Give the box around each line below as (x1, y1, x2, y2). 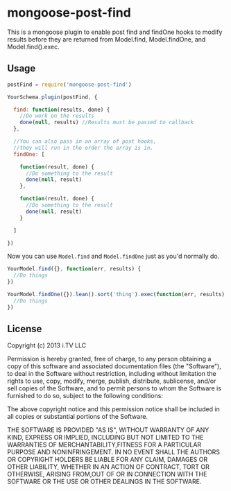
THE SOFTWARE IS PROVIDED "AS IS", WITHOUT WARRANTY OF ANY (7, 426, 209, 434)
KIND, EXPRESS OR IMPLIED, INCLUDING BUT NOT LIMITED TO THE (7, 433, 204, 442)
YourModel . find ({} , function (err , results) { (7, 266, 141, 273)
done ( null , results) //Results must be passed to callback (19, 119, 194, 126)
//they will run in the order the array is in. (13, 144, 154, 151)
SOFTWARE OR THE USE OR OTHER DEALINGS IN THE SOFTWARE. (7, 477, 202, 486)
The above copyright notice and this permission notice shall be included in (7, 405, 220, 413)
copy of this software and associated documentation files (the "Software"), (7, 362, 222, 370)
